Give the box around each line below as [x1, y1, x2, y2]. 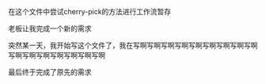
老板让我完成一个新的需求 [8, 24, 92, 33]
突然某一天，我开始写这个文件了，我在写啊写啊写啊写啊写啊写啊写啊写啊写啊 [8, 40, 258, 50]
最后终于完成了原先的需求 [8, 67, 92, 77]
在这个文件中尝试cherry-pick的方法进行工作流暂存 [8, 7, 172, 16]
